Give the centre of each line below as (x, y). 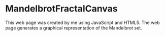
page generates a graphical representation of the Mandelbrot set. (74, 27)
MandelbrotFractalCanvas (61, 9)
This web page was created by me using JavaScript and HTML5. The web (82, 22)
